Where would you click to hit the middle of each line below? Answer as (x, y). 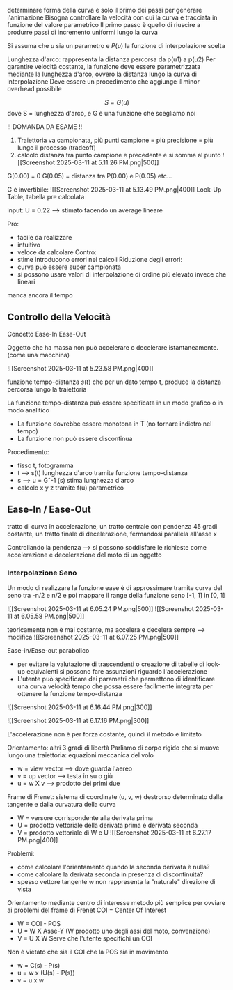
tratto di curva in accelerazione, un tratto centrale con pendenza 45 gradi (112, 526)
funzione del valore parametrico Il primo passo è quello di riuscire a (104, 25)
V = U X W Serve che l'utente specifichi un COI (85, 938)
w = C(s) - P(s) (39, 965)
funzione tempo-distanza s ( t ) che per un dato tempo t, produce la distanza (114, 382)
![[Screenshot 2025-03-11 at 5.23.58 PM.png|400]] (80, 368)
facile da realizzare (45, 237)
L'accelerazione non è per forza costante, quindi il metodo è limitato (104, 734)
